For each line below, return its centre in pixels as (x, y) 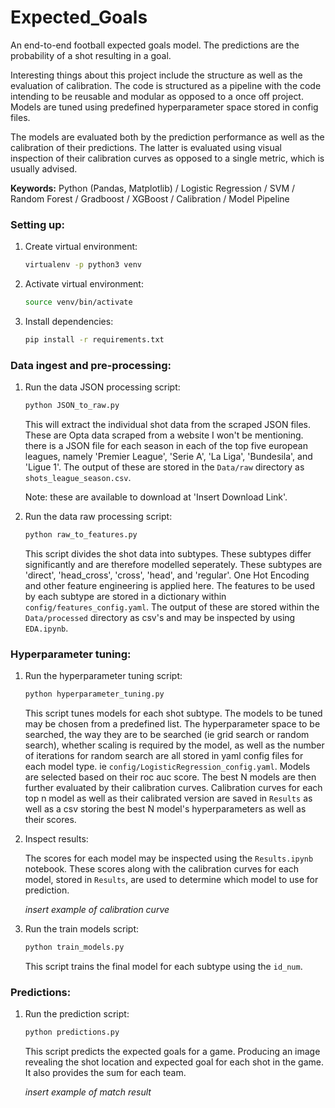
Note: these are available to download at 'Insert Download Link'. (156, 497)
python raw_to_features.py (81, 535)
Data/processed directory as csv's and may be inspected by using (160, 617)
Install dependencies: (69, 321)
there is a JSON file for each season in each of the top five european (166, 446)
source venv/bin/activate (78, 302)
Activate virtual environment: (84, 284)
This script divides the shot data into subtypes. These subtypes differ (168, 553)
